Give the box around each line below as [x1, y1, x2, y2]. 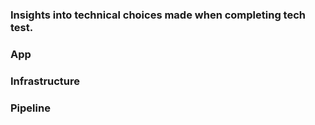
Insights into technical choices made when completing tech [10, 8, 306, 22]
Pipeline [10, 101, 51, 115]
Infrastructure [10, 74, 81, 88]
